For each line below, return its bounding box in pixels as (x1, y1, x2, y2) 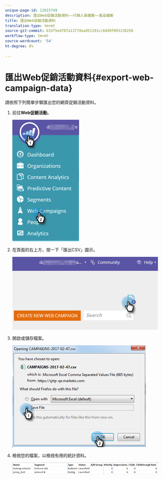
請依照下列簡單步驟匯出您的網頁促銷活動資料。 (5, 99, 98, 105)
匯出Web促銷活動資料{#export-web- (5, 72, 154, 83)
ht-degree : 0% (5, 44, 34, 49)
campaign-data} (5, 83, 73, 93)
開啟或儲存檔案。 (12, 335, 47, 341)
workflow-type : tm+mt (5, 34, 49, 38)
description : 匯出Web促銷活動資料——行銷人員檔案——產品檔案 (5, 13, 114, 18)
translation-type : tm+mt (5, 23, 55, 28)
